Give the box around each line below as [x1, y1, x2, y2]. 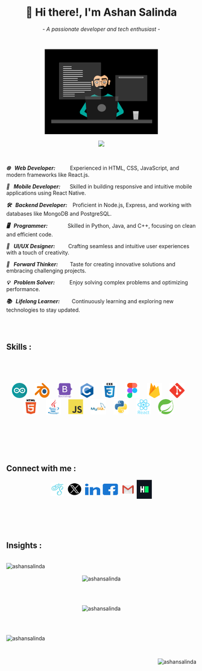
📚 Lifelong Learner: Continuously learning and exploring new [6, 297, 174, 304]
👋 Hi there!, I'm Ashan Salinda [25, 5, 177, 19]
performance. [6, 285, 40, 292]
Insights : [6, 540, 42, 550]
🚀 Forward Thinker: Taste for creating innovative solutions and [6, 260, 176, 268]
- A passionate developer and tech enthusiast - [42, 25, 161, 33]
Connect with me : [6, 463, 77, 474]
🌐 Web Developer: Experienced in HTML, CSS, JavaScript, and [6, 164, 180, 172]
